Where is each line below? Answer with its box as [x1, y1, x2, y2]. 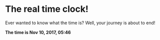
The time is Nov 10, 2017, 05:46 [5, 29, 71, 35]
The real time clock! [5, 3, 88, 15]
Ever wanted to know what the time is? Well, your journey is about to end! [5, 20, 156, 26]
